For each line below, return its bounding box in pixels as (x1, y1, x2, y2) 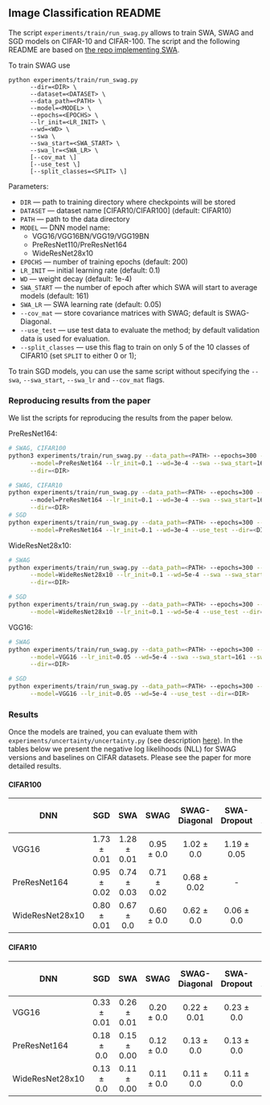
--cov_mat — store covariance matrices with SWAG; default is (19, 308, 223, 317)
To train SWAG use (8, 60, 71, 70)
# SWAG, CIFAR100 (8, 444, 67, 452)
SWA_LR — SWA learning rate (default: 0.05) (19, 299, 162, 309)
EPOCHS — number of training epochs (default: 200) (19, 256, 189, 266)
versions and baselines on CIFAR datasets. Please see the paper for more (8, 753, 252, 763)
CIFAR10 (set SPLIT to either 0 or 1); (19, 350, 137, 360)
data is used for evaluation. (19, 334, 110, 343)
